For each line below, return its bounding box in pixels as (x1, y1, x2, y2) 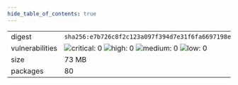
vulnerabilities (11, 43, 58, 53)
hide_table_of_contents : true (7, 10, 97, 18)
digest (11, 32, 32, 41)
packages (11, 66, 44, 76)
